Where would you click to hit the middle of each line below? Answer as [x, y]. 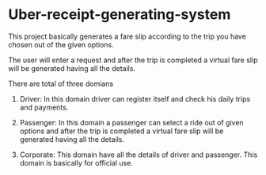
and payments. [44, 107]
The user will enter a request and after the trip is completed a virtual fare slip [133, 60]
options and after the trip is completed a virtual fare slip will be [122, 131]
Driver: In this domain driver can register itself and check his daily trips [135, 99]
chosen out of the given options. [61, 44]
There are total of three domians [61, 84]
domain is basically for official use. [76, 162]
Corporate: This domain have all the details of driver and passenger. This [139, 155]
